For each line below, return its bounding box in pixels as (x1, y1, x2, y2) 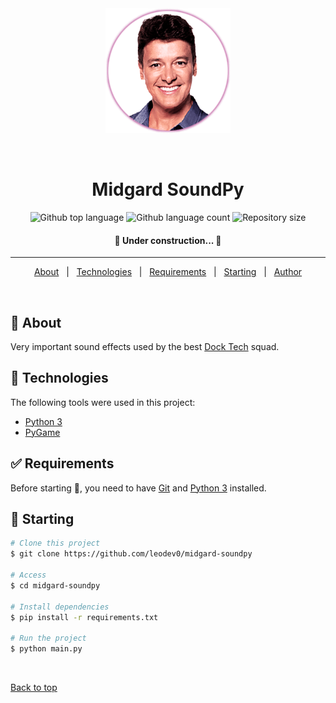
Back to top (10, 682, 58, 694)
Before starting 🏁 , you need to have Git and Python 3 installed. (10, 482, 267, 494)
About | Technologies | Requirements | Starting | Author (33, 266, 303, 278)
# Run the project (10, 633, 87, 644)
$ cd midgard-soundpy (10, 580, 101, 591)
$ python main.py (10, 644, 83, 654)
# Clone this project (10, 538, 101, 549)
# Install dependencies (10, 602, 110, 612)
